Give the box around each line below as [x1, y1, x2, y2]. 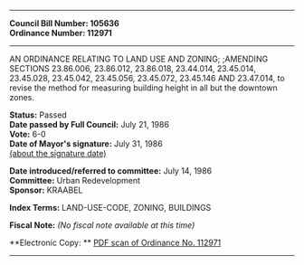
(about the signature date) [9, 148, 107, 158]
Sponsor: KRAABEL [9, 185, 83, 195]
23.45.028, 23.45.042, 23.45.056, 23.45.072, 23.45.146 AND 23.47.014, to [9, 73, 285, 83]
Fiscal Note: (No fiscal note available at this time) [9, 220, 195, 231]
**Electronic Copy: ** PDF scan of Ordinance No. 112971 [9, 237, 222, 248]
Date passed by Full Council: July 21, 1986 [9, 119, 170, 129]
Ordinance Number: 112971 [9, 28, 113, 38]
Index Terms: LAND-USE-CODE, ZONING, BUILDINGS [9, 203, 212, 213]
